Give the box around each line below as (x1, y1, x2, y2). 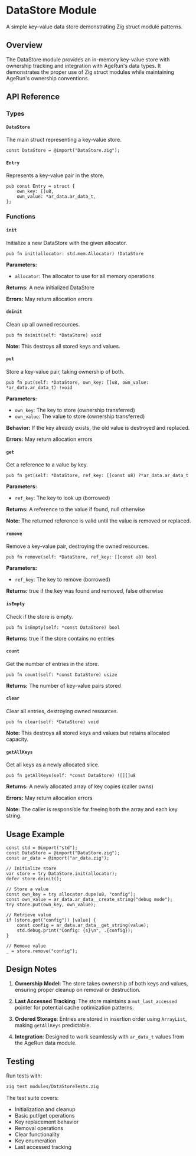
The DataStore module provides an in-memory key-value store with (6, 55, 170, 63)
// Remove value (6, 943, 46, 949)
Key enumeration (14, 1137, 57, 1144)
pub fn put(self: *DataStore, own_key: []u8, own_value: (6, 380, 149, 386)
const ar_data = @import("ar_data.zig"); (6, 855, 110, 861)
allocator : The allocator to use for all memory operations (14, 272, 155, 279)
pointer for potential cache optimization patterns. (14, 1004, 134, 1011)
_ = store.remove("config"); (6, 948, 78, 954)
